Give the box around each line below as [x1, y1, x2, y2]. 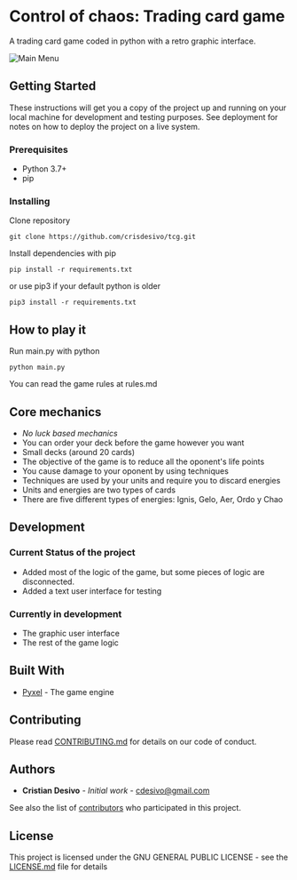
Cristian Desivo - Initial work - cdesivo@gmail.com [21, 785, 210, 796]
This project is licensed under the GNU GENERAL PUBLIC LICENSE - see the [9, 852, 288, 863]
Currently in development [9, 607, 122, 620]
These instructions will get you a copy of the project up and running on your [9, 102, 286, 113]
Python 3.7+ [21, 164, 67, 174]
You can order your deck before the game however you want [21, 437, 245, 448]
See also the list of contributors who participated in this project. [9, 803, 242, 813]
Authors [9, 762, 56, 777]
